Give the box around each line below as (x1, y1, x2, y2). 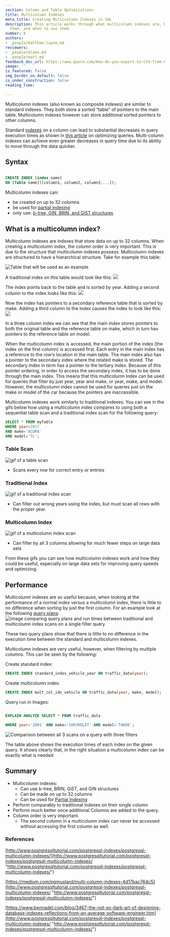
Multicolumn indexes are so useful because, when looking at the (5, 594, 140, 600)
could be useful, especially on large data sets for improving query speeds (5, 561, 159, 567)
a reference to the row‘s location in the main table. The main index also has (5, 352, 162, 357)
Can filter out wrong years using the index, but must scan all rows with (12, 501, 160, 507)
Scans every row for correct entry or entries (12, 466, 105, 473)
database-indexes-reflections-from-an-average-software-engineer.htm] (5, 910, 156, 916)
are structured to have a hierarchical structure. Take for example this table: (5, 254, 161, 260)
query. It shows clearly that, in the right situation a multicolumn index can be (5, 747, 164, 753)
